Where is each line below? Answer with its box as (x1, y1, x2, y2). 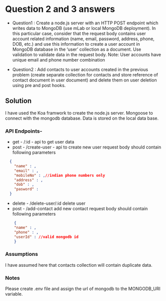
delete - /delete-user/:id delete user (12, 200, 86, 207)
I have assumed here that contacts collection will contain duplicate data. (5, 262, 153, 268)
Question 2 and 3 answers (5, 3, 115, 15)
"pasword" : (14, 187, 39, 192)
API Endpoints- (5, 128, 43, 135)
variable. (5, 291, 23, 297)
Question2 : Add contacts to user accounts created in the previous (12, 66, 149, 73)
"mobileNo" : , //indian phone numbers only (14, 173, 106, 178)
